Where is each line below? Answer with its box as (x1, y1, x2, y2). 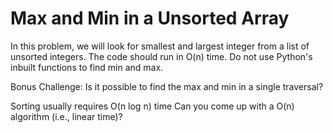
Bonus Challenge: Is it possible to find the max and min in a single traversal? (10, 80, 324, 92)
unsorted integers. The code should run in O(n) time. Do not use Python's (10, 50, 313, 62)
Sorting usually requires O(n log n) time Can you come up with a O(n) (10, 100, 295, 112)
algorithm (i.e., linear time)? (10, 110, 123, 122)
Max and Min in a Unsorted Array (10, 7, 290, 30)
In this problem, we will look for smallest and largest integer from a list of (10, 40, 310, 52)
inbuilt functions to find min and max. (10, 61, 164, 73)
